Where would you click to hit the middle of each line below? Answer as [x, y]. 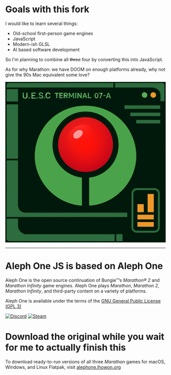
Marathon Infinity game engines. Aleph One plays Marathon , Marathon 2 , [82, 285]
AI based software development [46, 49]
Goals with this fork [47, 9]
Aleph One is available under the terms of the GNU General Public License [83, 301]
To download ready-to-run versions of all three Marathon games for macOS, [85, 361]
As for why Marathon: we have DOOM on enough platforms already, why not [85, 69]
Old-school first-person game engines [53, 33]
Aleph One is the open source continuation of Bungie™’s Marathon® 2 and [83, 280]
